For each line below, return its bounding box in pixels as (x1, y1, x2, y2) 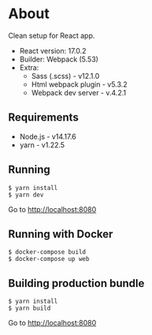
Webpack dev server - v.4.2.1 (31, 87, 127, 97)
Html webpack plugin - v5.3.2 (31, 80, 128, 89)
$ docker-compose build (8, 248, 87, 256)
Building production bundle (8, 277, 145, 290)
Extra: (19, 62, 39, 72)
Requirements (8, 111, 79, 125)
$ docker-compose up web (8, 255, 90, 263)
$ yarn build (8, 304, 51, 312)
